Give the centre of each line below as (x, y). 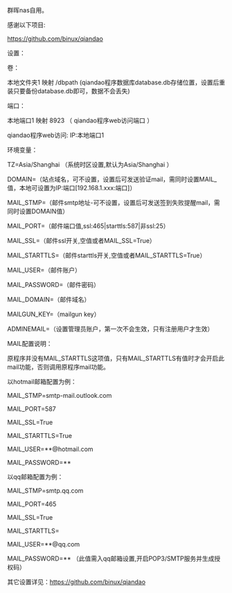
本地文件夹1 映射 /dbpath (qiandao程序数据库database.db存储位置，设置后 (113, 82)
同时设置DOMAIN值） (38, 211)
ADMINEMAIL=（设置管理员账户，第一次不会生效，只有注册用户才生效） (110, 329)
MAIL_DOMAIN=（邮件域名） (49, 299)
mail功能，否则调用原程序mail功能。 (58, 367)
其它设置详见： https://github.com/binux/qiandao (77, 582)
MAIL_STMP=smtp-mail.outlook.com (60, 395)
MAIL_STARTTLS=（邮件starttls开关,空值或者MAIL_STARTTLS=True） (107, 255)
